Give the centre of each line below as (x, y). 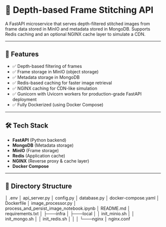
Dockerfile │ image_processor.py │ (41, 203)
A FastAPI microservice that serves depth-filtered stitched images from (78, 24)
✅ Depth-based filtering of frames (47, 66)
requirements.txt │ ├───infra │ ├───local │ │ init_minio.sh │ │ (70, 214)
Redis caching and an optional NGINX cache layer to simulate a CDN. (75, 34)
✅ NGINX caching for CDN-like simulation (55, 88)
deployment (24, 99)
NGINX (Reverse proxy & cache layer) (51, 161)
